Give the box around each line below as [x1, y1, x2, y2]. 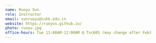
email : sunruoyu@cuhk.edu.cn [5, 16, 66, 21]
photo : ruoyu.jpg [5, 26, 42, 31]
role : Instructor [5, 12, 42, 17]
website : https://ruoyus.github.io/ [5, 21, 82, 26]
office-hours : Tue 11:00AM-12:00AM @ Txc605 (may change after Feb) [5, 30, 152, 35]
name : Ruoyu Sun [5, 7, 39, 12]
